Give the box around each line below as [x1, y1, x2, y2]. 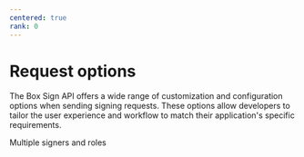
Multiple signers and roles [9, 137, 106, 148]
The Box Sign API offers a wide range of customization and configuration [9, 91, 284, 102]
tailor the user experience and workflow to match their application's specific [9, 110, 296, 121]
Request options [9, 61, 137, 82]
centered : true [9, 13, 67, 23]
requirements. [9, 120, 62, 131]
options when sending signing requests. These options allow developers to [9, 101, 291, 112]
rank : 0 [9, 22, 39, 31]
